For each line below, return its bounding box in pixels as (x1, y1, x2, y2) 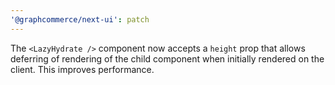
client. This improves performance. (10, 63, 155, 75)
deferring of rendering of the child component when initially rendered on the (10, 52, 325, 65)
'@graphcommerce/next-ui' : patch (10, 14, 150, 25)
